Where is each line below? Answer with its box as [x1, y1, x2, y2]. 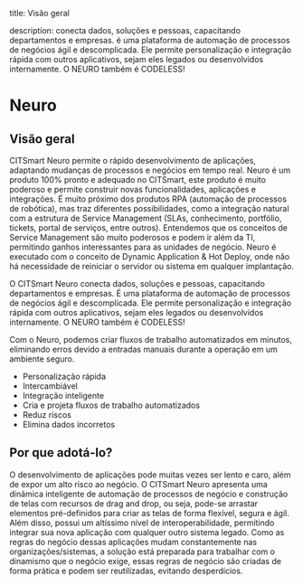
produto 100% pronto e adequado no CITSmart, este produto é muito [9, 175, 267, 184]
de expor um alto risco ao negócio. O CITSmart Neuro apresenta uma [9, 478, 269, 489]
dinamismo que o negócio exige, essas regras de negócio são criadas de [9, 555, 282, 566]
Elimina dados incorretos [22, 420, 116, 429]
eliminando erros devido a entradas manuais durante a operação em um [9, 344, 278, 354]
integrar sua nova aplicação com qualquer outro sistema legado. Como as [9, 526, 285, 537]
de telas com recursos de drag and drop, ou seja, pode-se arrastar [9, 497, 259, 509]
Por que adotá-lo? [9, 445, 113, 460]
